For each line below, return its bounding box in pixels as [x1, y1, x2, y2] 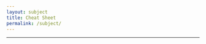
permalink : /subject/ [6, 20, 62, 26]
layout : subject [6, 9, 48, 15]
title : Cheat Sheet [6, 15, 56, 21]
